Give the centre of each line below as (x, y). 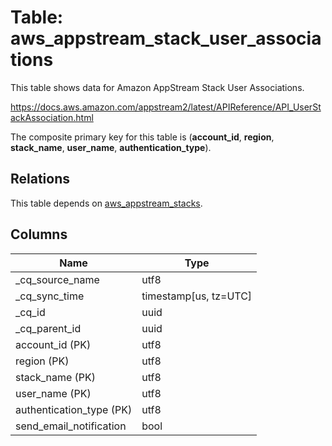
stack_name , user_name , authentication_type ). (111, 147)
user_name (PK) (53, 393)
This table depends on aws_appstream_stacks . (106, 203)
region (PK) (42, 361)
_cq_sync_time (50, 296)
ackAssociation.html (52, 117)
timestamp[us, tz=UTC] (197, 296)
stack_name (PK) (56, 377)
